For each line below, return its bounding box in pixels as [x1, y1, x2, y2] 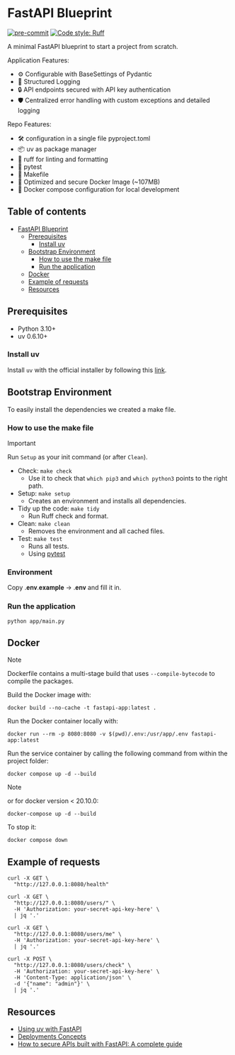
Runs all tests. [28, 542, 69, 550]
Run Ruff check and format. [28, 511, 109, 520]
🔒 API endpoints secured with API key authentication [17, 85, 171, 94]
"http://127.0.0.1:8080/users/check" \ [13, 962, 132, 969]
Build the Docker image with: [7, 691, 91, 699]
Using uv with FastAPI [17, 1024, 82, 1033]
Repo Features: [7, 119, 52, 129]
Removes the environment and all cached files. [28, 527, 165, 535]
